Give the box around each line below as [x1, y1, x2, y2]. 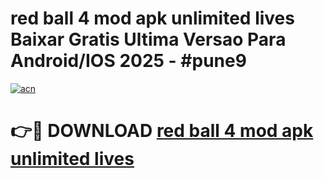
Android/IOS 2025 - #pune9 [10, 50, 247, 72]
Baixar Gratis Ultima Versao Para [10, 28, 287, 51]
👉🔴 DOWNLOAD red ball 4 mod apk [10, 120, 314, 142]
